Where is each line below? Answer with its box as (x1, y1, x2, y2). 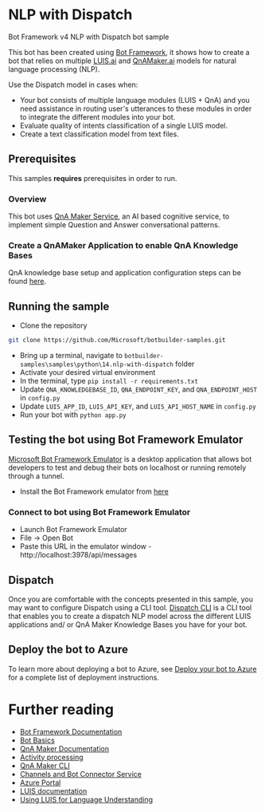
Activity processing (19, 752, 84, 762)
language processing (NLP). (8, 64, 100, 73)
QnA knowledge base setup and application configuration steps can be (8, 268, 241, 278)
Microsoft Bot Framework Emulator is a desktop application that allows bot (8, 454, 252, 463)
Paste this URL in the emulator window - (19, 542, 152, 551)
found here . (8, 277, 46, 286)
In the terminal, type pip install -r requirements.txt (19, 376, 199, 386)
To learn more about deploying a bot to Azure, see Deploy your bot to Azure (8, 664, 257, 673)
